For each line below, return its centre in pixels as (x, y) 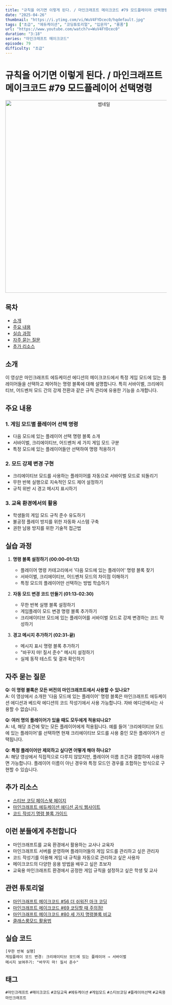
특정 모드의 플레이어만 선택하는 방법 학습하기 (65, 583)
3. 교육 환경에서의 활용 (31, 503)
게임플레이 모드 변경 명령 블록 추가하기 (59, 611)
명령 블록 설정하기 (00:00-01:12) (46, 559)
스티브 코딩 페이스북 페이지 (39, 801)
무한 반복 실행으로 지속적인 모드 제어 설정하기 (58, 482)
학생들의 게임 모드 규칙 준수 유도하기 (49, 515)
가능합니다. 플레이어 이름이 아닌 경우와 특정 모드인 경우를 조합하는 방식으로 (85, 763)
